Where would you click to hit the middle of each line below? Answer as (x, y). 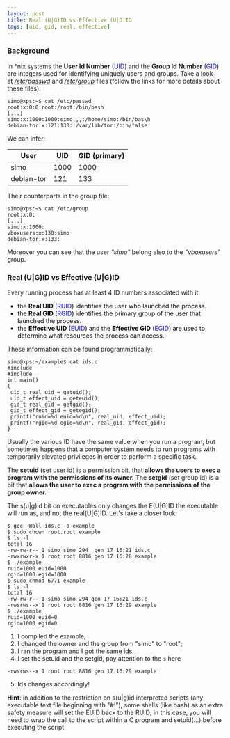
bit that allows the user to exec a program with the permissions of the (109, 485)
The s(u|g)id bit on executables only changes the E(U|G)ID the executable (113, 505)
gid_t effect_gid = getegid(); (55, 410)
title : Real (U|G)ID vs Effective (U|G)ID (69, 20)
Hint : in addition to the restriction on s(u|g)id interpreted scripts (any (105, 698)
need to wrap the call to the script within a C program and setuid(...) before (115, 720)
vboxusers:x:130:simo (39, 233)
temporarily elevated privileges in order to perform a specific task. (102, 456)
